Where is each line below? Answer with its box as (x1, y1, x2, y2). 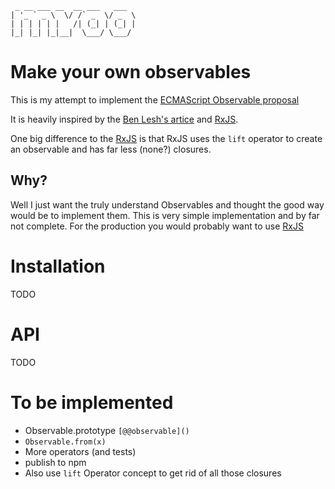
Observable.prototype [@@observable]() (24, 424, 190, 436)
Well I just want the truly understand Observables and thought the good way (10, 198, 325, 211)
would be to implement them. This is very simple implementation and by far (10, 209, 320, 221)
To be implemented (10, 391, 174, 414)
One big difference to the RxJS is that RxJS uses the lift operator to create (10, 132, 323, 144)
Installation (10, 255, 106, 277)
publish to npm (24, 456, 87, 468)
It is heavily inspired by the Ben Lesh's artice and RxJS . (10, 113, 239, 125)
